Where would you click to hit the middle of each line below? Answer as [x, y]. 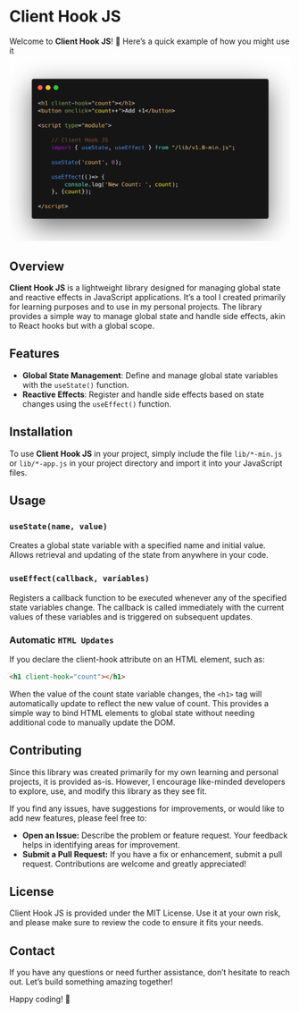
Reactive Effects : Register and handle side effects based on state [143, 394]
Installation [41, 432]
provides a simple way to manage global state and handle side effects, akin [147, 316]
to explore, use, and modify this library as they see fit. [108, 791]
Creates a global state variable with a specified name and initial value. [137, 545]
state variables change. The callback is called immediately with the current [147, 607]
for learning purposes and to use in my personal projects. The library [136, 307]
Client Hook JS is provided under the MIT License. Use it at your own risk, [145, 913]
